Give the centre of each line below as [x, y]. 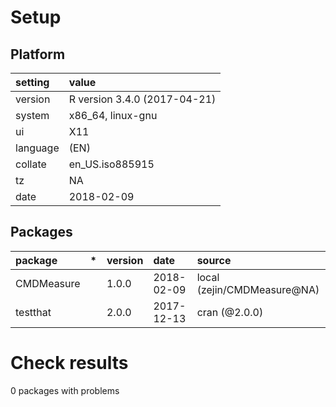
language [37, 148]
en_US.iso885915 [111, 164]
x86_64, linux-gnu [113, 115]
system [32, 115]
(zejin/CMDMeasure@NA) [258, 289]
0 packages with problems [65, 390]
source [214, 260]
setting [32, 82]
